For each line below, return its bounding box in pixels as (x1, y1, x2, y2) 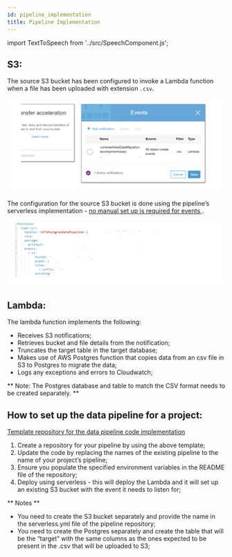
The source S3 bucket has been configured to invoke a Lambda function (7, 77, 214, 85)
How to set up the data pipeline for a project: (7, 409, 203, 421)
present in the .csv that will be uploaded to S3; (17, 542, 150, 550)
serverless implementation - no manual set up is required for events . (7, 207, 204, 215)
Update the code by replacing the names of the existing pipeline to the (17, 449, 219, 457)
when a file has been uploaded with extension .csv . (7, 84, 154, 93)
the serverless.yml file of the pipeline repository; (17, 519, 156, 528)
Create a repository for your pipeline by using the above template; (17, 441, 206, 449)
